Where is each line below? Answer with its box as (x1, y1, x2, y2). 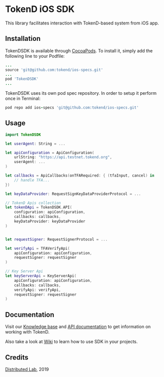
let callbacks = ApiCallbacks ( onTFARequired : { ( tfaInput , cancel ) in (5, 173, 155, 178)
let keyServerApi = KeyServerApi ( (5, 273, 77, 279)
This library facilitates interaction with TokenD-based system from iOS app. (5, 20, 159, 26)
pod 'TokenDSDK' (5, 76, 39, 82)
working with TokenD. (5, 329, 50, 335)
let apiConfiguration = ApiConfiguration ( (5, 150, 94, 155)
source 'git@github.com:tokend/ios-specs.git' (5, 67, 103, 72)
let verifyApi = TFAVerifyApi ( (5, 246, 70, 251)
